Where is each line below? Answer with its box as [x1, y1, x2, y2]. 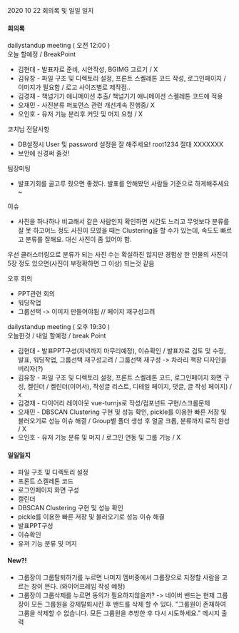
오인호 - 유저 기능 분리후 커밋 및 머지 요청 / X [17, 110, 143, 118]
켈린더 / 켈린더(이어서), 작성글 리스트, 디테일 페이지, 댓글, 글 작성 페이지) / [27, 383, 233, 391]
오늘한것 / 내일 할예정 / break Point [7, 331, 106, 340]
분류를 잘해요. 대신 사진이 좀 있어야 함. [25, 235, 132, 244]
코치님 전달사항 [7, 125, 50, 133]
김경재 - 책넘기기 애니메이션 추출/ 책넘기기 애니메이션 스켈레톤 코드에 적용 [17, 92, 223, 101]
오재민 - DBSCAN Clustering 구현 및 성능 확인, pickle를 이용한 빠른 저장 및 [17, 407, 227, 416]
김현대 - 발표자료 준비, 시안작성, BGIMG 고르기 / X [17, 65, 158, 74]
